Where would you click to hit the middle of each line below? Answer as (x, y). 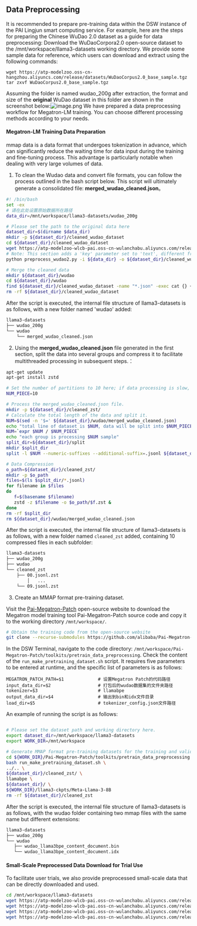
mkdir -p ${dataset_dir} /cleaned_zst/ (53, 409)
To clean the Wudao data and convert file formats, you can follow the (98, 175)
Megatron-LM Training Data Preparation (56, 132)
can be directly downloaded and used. (52, 884)
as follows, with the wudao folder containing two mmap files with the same (96, 813)
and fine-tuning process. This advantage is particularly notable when (89, 158)
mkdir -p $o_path (27, 475)
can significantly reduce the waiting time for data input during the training (95, 151)
